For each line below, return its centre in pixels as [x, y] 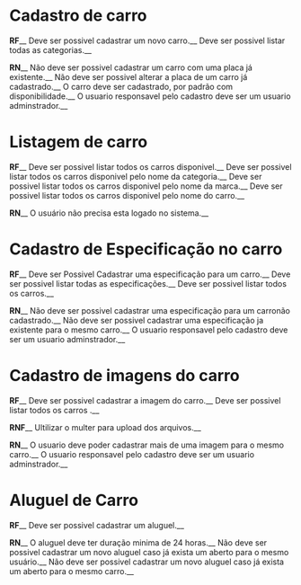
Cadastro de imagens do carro [124, 376]
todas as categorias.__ [51, 49]
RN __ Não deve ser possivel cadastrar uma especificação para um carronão [150, 310]
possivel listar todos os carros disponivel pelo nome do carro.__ [127, 195]
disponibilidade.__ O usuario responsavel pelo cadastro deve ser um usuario [150, 96]
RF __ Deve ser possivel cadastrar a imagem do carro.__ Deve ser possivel [145, 400]
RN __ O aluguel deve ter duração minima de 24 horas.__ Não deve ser [138, 542]
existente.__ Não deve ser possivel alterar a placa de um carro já [128, 76]
